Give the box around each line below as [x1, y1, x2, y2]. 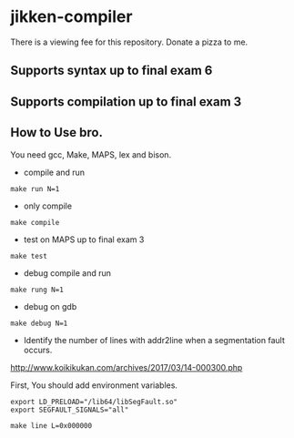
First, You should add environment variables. [10, 380, 178, 391]
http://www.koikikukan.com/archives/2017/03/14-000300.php [10, 362, 243, 372]
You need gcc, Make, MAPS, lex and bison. [10, 148, 172, 160]
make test [10, 251, 48, 260]
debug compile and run [23, 267, 112, 279]
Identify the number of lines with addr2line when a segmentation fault [23, 334, 286, 345]
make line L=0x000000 [10, 421, 93, 430]
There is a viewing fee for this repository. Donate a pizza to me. [10, 36, 248, 47]
